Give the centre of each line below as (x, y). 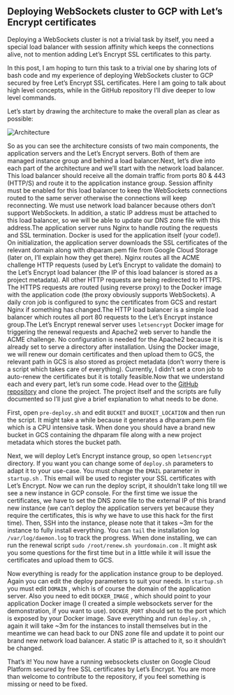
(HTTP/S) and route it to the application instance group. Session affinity (110, 183)
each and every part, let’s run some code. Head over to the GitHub (103, 384)
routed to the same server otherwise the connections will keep (97, 198)
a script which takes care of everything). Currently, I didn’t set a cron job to (115, 369)
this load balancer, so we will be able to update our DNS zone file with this (114, 220)
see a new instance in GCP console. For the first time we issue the (102, 493)
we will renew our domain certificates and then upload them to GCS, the (111, 354)
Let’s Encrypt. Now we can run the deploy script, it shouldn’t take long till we (117, 486)
